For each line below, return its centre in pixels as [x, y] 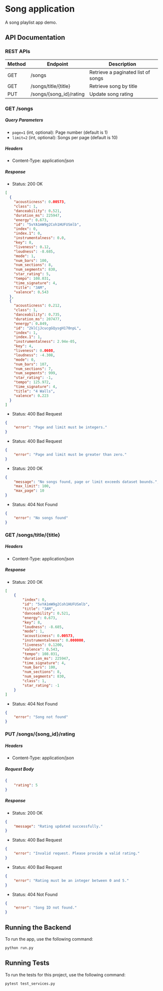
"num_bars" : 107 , [31, 364]
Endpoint [57, 64]
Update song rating [111, 94]
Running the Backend [38, 927]
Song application [40, 9]
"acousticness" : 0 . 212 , [38, 306]
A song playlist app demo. [31, 22]
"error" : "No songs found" [41, 518]
